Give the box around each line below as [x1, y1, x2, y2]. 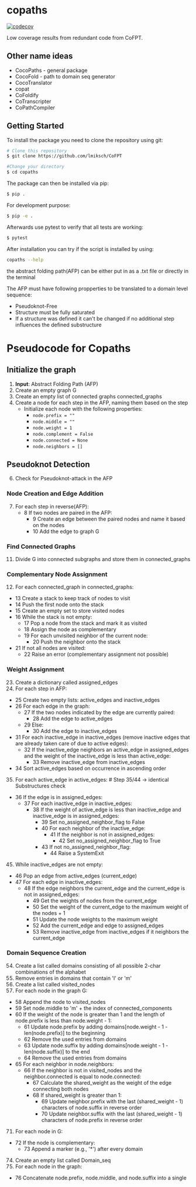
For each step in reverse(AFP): [15, 503, 90, 510]
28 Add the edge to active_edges [32, 715, 113, 722]
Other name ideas [6, 51, 73, 61]
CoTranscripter [15, 98, 51, 105]
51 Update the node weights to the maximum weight [32, 916, 158, 923]
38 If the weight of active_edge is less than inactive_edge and [32, 806, 182, 813]
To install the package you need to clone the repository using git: [6, 136, 163, 143]
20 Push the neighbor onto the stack [32, 638, 121, 645]
